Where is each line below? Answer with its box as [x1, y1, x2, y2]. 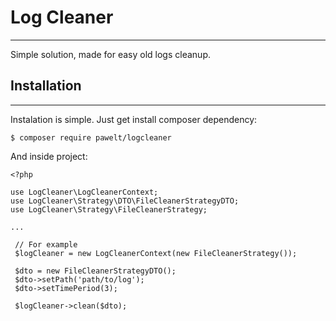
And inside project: [10, 150, 88, 162]
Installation [10, 77, 82, 95]
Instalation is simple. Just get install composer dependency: [10, 113, 258, 125]
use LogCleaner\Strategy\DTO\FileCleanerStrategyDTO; [10, 196, 240, 206]
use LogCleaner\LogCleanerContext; [10, 187, 159, 197]
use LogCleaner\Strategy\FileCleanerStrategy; [10, 204, 208, 215]
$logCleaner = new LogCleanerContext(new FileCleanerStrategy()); [14, 248, 298, 258]
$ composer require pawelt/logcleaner [10, 132, 172, 143]
